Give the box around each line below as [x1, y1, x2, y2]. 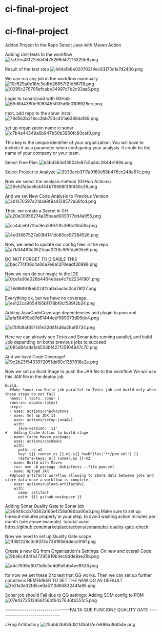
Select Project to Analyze [5, 169, 56, 175]
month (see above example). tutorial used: [5, 519, 90, 525]
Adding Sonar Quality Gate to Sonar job [5, 503, 84, 509]
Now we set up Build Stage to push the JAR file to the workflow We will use [5, 369, 156, 375]
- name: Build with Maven [9, 460, 62, 466]
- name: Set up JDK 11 [9, 413, 56, 418]
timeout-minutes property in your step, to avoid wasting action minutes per [5, 514, 156, 519]
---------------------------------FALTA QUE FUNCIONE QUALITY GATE [5, 607, 148, 613]
